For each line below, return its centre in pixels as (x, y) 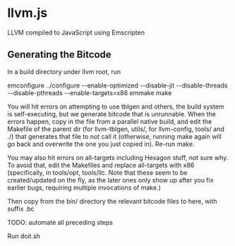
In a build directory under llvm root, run (64, 71)
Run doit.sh (24, 236)
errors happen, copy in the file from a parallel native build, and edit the (110, 121)
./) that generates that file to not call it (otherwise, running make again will (115, 136)
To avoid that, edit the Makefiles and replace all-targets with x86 (101, 165)
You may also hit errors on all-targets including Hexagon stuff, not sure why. (118, 157)
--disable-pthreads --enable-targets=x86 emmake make (90, 92)
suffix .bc (21, 209)
